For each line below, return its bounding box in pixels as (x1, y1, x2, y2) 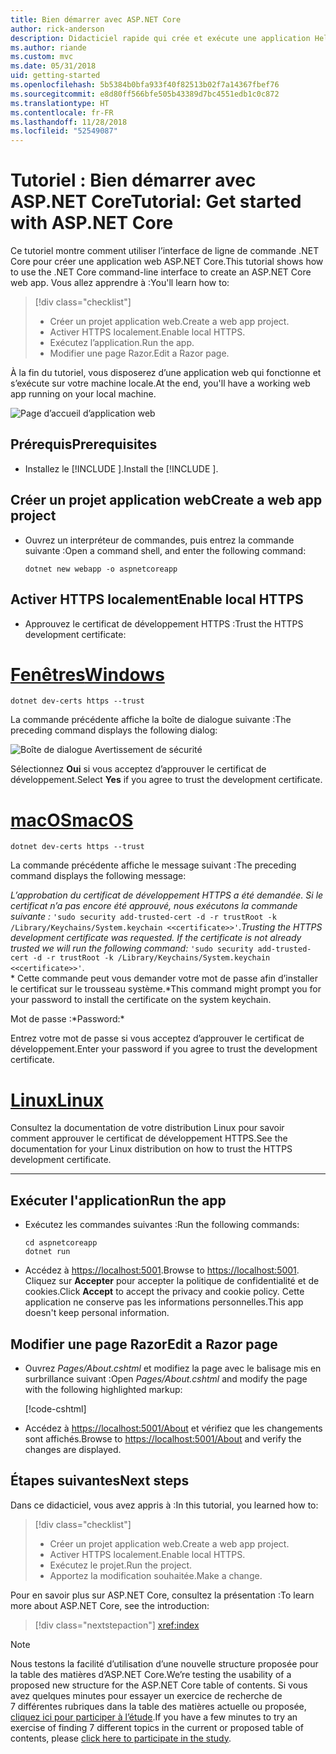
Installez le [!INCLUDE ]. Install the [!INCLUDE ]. (24, 462, 219, 475)
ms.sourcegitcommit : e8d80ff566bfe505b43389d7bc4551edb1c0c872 (10, 89, 280, 99)
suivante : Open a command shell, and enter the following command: (24, 544, 307, 556)
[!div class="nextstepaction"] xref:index (34, 1619, 200, 1631)
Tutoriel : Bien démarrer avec (10, 169, 257, 192)
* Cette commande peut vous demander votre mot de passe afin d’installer (10, 972, 319, 985)
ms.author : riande (10, 42, 87, 53)
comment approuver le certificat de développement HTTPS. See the (10, 1132, 288, 1145)
